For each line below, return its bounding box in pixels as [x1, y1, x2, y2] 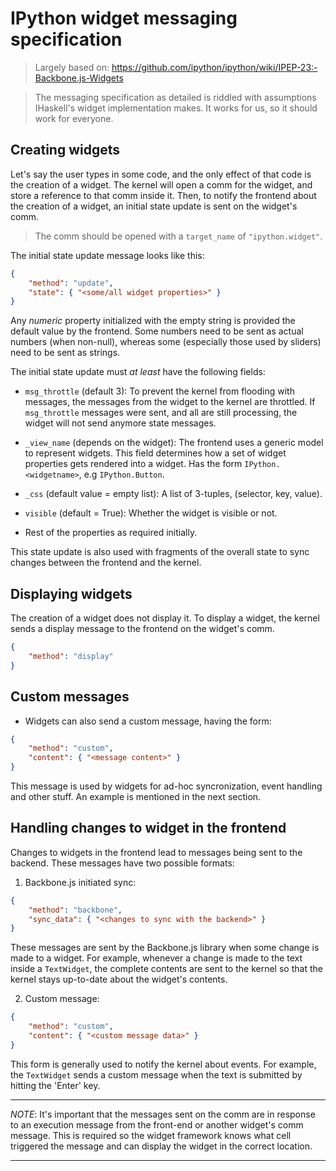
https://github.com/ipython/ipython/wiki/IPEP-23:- [111, 61, 318, 73]
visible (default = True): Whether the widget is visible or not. [24, 507, 278, 519]
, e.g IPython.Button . [78, 468, 165, 481]
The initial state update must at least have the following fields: [10, 366, 266, 378]
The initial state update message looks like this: [10, 249, 205, 261]
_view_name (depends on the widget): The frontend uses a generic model [24, 437, 324, 449]
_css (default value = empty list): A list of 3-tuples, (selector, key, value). [24, 488, 323, 500]
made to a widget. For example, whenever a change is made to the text [10, 952, 303, 964]
